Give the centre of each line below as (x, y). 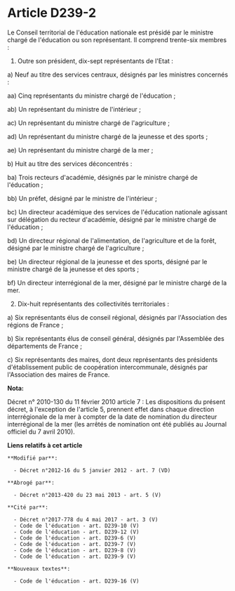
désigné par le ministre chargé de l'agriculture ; (76, 248)
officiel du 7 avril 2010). (41, 431)
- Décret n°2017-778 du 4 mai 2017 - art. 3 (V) (86, 519)
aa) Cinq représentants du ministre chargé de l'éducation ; (92, 96)
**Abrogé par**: (31, 483)
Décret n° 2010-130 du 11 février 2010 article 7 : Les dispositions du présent (116, 401)
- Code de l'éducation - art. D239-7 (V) (75, 544)
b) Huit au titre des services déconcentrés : (70, 164)
